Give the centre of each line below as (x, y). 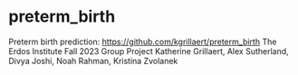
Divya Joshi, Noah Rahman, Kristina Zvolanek (93, 61)
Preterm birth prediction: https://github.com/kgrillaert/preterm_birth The (143, 42)
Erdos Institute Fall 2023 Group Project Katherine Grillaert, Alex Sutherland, (149, 51)
